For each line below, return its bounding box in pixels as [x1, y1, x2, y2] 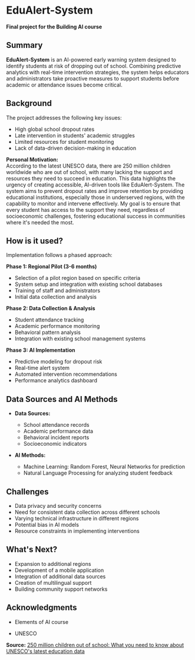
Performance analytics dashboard [14, 377, 97, 384]
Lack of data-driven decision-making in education [14, 144, 137, 152]
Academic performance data [23, 427, 93, 435]
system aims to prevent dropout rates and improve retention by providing [6, 187, 184, 194]
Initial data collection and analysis [14, 294, 97, 301]
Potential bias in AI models [14, 521, 80, 528]
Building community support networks [14, 585, 108, 593]
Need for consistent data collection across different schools [14, 508, 160, 516]
